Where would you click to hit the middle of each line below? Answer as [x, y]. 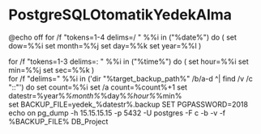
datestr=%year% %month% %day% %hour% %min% [95, 95]
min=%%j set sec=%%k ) [51, 69]
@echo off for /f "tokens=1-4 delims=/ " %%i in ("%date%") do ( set [123, 37]
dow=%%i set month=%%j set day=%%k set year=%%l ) [105, 45]
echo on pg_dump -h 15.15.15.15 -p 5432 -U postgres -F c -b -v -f [117, 113]
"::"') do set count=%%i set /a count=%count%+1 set [98, 87]
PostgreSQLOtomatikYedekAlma [120, 15]
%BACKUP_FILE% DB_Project [58, 121]
